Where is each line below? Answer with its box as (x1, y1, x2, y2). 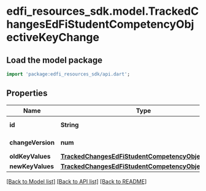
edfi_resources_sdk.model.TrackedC (6, 4, 199, 18)
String (60, 120, 79, 129)
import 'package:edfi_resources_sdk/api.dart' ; (6, 71, 131, 77)
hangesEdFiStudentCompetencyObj (6, 17, 194, 31)
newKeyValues (9, 162, 54, 170)
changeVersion (9, 138, 55, 147)
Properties (6, 88, 48, 99)
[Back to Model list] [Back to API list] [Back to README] (6, 177, 147, 185)
